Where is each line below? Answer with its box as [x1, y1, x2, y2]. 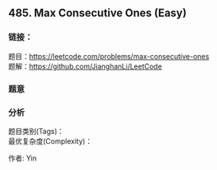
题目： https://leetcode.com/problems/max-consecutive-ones [8, 51, 210, 61]
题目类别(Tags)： [8, 126, 65, 136]
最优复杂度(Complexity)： [8, 136, 93, 146]
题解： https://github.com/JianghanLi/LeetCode [8, 61, 163, 71]
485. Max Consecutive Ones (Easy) [8, 6, 187, 20]
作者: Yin [8, 153, 37, 163]
